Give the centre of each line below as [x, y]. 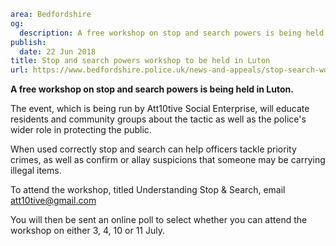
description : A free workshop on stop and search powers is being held [172, 33]
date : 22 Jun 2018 [58, 51]
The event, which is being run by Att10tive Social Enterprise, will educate [160, 109]
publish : [28, 42]
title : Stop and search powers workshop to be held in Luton [140, 61]
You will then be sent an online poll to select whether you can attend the [159, 220]
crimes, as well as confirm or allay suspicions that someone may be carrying [168, 160]
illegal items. [36, 171]
